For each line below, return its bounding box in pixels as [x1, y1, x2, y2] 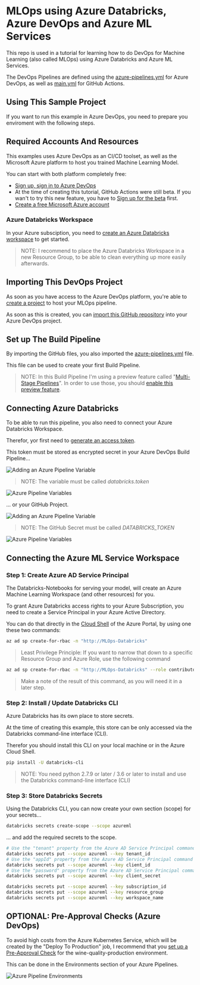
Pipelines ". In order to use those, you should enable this [36, 380, 174, 387]
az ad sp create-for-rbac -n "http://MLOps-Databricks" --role [6, 667, 167, 673]
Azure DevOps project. [6, 317, 62, 324]
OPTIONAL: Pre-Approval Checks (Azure [6, 911, 161, 922]
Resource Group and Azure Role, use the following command [20, 655, 171, 662]
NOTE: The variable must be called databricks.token [20, 478, 149, 485]
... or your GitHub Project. [6, 501, 69, 508]
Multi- [175, 373, 190, 380]
